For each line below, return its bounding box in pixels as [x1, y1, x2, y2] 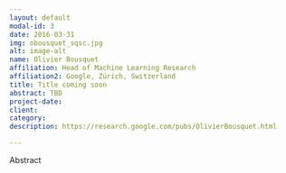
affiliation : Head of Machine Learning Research [9, 64, 196, 73]
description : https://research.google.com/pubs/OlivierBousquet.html [9, 123, 278, 132]
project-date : [9, 96, 63, 106]
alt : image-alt [9, 47, 67, 56]
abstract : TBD [9, 88, 63, 97]
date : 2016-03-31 [9, 30, 75, 39]
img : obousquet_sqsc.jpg [9, 38, 103, 48]
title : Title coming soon [9, 80, 107, 89]
